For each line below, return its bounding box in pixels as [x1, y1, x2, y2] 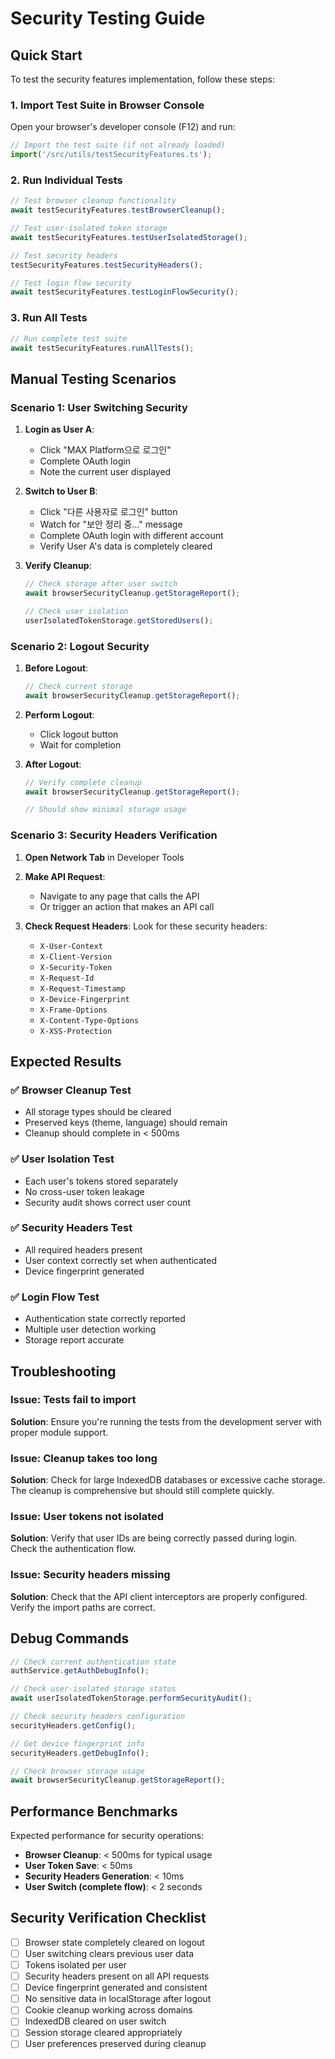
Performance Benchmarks [10, 1803, 178, 1820]
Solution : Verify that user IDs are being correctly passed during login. [10, 1532, 298, 1544]
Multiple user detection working [24, 1323, 157, 1336]
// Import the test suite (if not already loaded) [10, 140, 226, 151]
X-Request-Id [39, 973, 95, 983]
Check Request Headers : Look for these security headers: [24, 920, 268, 932]
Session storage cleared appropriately [24, 2027, 183, 2039]
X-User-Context [39, 941, 103, 951]
